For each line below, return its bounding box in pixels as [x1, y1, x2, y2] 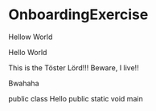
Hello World [8, 47, 47, 57]
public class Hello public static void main [8, 93, 143, 103]
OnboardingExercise [8, 6, 149, 24]
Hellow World [8, 32, 53, 42]
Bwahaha [8, 78, 39, 88]
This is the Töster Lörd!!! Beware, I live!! [8, 62, 139, 73]
